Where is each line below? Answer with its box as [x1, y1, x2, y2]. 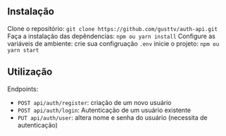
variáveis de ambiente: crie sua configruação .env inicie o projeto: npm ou [7, 39, 220, 48]
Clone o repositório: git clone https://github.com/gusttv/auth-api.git [7, 24, 218, 32]
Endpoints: [7, 85, 39, 93]
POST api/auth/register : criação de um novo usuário [17, 98, 172, 106]
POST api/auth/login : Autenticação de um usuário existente [17, 106, 192, 114]
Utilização [7, 66, 53, 78]
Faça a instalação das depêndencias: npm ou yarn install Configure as [7, 32, 216, 40]
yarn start [7, 47, 39, 54]
